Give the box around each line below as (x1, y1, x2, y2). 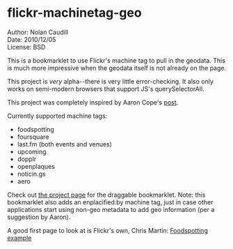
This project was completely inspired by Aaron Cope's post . (7, 98, 179, 106)
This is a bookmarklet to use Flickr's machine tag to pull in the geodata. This (7, 56, 226, 64)
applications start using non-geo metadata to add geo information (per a (7, 205, 215, 213)
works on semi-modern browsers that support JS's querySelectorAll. (7, 84, 204, 93)
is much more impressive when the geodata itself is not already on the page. (7, 63, 227, 72)
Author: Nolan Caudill (7, 28, 68, 36)
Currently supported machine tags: (7, 112, 108, 120)
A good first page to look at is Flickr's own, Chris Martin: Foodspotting (7, 226, 209, 234)
